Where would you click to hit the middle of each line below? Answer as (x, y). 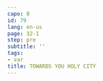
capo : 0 (19, 14)
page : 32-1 (23, 33)
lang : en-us (25, 27)
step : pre (22, 40)
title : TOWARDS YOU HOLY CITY (52, 66)
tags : (15, 54)
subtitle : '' (26, 46)
